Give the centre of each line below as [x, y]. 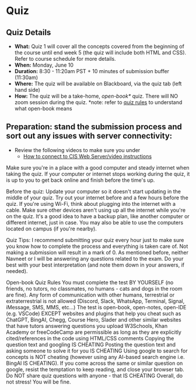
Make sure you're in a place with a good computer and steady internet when [98, 167]
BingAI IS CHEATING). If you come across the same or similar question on [94, 363]
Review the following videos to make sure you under [77, 150]
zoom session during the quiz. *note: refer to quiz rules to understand [98, 102]
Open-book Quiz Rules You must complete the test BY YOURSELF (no [90, 282]
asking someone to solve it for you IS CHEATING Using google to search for [97, 351]
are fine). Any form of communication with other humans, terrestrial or [90, 295]
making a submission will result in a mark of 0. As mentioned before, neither [97, 252]
